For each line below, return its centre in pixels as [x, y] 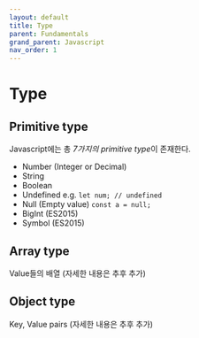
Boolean [37, 186]
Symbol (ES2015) [54, 223]
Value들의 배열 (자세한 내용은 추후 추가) [77, 273]
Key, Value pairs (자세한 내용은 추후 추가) [81, 324]
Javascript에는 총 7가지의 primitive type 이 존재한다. [100, 149]
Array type [39, 251]
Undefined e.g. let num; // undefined [92, 195]
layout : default [39, 17]
